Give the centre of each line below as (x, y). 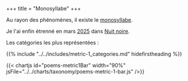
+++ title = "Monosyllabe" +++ (43, 9)
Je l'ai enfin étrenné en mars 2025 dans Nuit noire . (68, 31)
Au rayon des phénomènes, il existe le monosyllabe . (69, 20)
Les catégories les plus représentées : (53, 43)
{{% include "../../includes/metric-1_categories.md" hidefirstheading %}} (94, 54)
